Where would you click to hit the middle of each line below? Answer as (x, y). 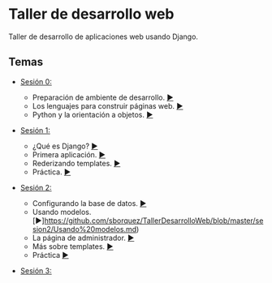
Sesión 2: (36, 187)
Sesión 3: (36, 270)
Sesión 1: (35, 130)
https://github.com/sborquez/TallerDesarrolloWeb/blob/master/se (154, 221)
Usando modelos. (62, 212)
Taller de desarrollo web (91, 14)
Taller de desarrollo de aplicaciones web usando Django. (104, 36)
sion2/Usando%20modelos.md (84, 229)
